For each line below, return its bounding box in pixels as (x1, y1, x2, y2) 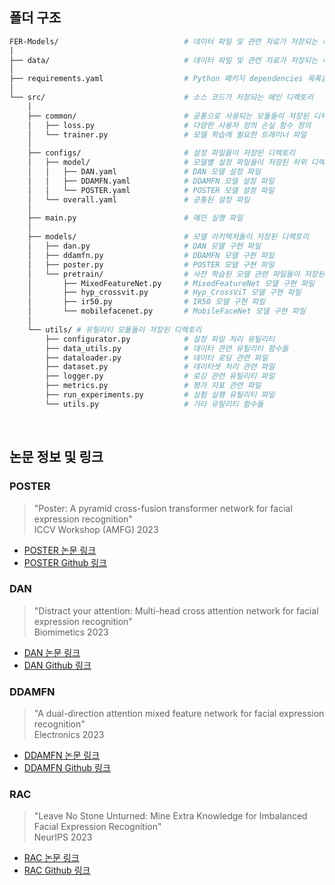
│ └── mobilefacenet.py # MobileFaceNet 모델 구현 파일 (27, 306, 306, 317)
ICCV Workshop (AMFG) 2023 (33, 523, 159, 535)
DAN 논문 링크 (23, 646, 81, 658)
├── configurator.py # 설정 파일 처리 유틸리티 (45, 334, 276, 344)
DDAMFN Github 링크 (23, 762, 111, 774)
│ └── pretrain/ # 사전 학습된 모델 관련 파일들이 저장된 (27, 269, 326, 279)
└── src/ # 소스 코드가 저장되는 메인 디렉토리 (9, 93, 314, 103)
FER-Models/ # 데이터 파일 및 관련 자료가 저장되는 (9, 36, 319, 47)
